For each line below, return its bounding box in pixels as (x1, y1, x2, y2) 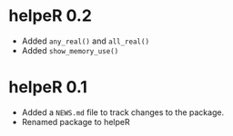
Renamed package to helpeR (21, 116, 130, 127)
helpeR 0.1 (8, 77, 88, 98)
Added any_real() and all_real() (21, 35, 150, 46)
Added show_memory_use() (21, 44, 119, 55)
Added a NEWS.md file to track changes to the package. (21, 106, 225, 118)
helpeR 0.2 (8, 5, 93, 26)
